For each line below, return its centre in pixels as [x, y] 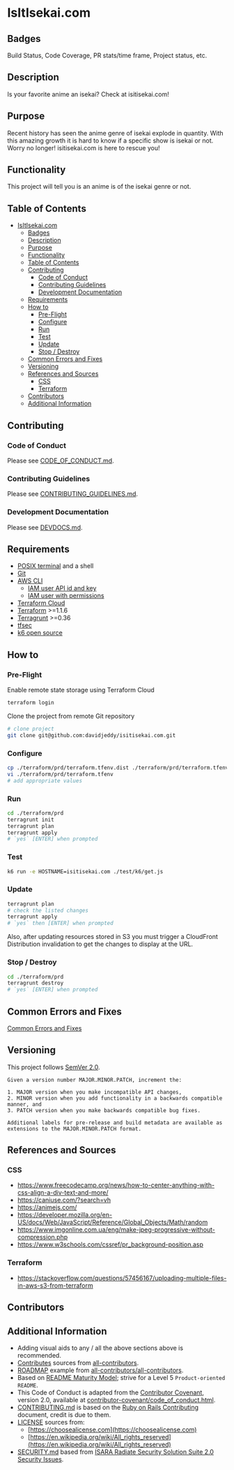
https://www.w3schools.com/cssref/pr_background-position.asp [110, 1244]
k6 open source [40, 633]
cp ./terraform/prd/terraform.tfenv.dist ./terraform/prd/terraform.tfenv [118, 767]
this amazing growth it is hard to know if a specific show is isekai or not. [110, 140]
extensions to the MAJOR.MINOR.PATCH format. [74, 1129]
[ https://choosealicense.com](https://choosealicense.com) [112, 1429]
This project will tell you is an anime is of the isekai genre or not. [99, 187]
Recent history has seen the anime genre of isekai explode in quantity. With [116, 133]
